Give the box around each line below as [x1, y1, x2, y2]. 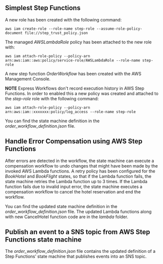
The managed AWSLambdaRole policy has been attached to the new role [5, 39, 152, 45]
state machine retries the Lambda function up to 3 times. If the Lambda [5, 178, 147, 184]
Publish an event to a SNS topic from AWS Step [5, 228, 150, 236]
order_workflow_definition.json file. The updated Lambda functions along [5, 208, 152, 214]
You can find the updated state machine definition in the [5, 203, 118, 209]
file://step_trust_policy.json [24, 30, 89, 36]
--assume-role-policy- [96, 26, 143, 31]
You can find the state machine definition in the [5, 118, 100, 124]
